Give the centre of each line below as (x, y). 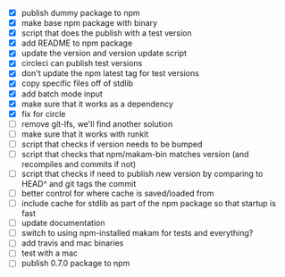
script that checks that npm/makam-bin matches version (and (135, 154)
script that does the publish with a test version (106, 33)
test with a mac (49, 253)
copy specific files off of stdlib (77, 83)
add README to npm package (77, 43)
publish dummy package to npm (80, 13)
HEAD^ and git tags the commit (79, 184)
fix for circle (43, 113)
